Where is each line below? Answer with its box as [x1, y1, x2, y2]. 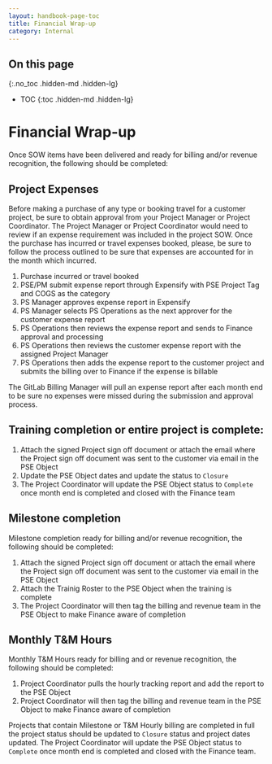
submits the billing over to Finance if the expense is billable [19, 366, 218, 376]
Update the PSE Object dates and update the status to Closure [19, 470, 229, 480]
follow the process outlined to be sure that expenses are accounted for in [8, 247, 254, 256]
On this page [8, 57, 75, 71]
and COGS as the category [19, 288, 110, 298]
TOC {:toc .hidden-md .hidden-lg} [19, 94, 134, 104]
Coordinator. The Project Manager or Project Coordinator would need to [8, 220, 248, 230]
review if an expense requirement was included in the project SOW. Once [8, 229, 253, 239]
